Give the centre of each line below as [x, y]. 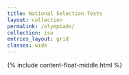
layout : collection [35, 20]
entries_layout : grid [38, 39]
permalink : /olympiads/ [41, 26]
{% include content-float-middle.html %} [65, 65]
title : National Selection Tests [55, 13]
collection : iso [30, 33]
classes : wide [27, 45]
